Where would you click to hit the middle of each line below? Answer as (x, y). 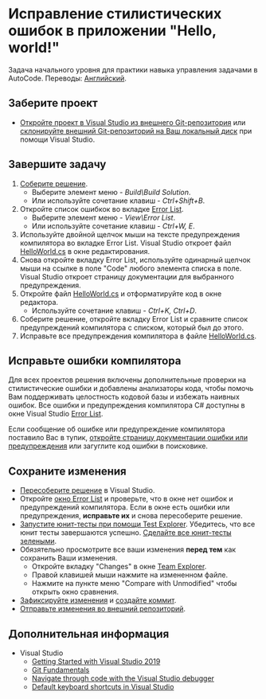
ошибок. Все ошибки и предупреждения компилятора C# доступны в (127, 405)
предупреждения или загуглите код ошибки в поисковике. (108, 446)
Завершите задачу (57, 164)
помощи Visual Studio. (57, 139)
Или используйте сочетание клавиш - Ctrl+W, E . (113, 226)
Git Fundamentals (61, 670)
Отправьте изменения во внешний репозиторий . (102, 609)
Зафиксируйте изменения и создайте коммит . (98, 600)
